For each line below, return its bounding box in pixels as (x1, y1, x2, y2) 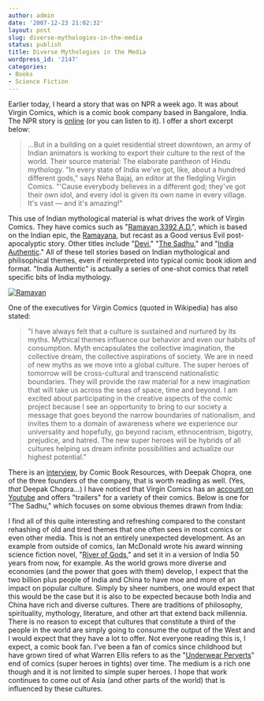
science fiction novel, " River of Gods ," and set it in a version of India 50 (8, 550, 240, 559)
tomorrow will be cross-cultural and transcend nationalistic (27, 368, 219, 378)
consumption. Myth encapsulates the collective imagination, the (27, 343, 236, 352)
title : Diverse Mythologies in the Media (8, 48, 147, 56)
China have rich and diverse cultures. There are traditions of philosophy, (8, 600, 243, 610)
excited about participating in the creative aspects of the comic (27, 393, 233, 403)
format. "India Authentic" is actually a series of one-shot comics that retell (8, 263, 249, 273)
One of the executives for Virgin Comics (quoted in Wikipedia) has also (8, 303, 238, 312)
